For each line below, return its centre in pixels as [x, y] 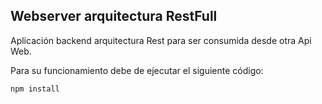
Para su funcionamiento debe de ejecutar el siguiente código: [137, 70]
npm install [35, 89]
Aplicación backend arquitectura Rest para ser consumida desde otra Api [161, 40]
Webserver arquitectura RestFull [114, 16]
